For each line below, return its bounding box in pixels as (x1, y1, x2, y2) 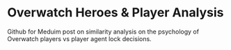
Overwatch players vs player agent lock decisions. (7, 34, 152, 42)
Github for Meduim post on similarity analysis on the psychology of (7, 27, 200, 36)
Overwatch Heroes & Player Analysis (7, 5, 224, 21)
